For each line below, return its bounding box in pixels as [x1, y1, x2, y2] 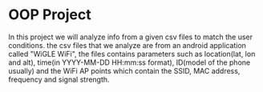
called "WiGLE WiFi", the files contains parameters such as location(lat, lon [8, 49, 256, 58]
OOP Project [8, 6, 91, 24]
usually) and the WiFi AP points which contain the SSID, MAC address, [8, 66, 241, 75]
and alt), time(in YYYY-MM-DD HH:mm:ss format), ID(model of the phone [8, 58, 251, 67]
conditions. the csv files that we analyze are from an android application [8, 40, 247, 50]
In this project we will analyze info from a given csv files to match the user [8, 32, 253, 42]
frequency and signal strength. [8, 74, 110, 84]
